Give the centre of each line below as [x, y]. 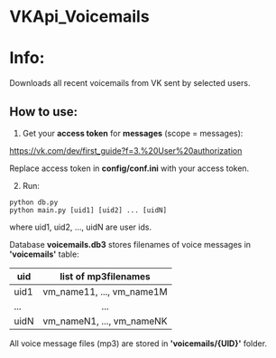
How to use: [44, 112]
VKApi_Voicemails [80, 17]
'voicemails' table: [44, 254]
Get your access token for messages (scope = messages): [133, 133]
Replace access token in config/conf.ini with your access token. [129, 168]
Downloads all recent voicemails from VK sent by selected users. [130, 83]
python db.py [34, 202]
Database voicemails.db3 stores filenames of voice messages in [130, 244]
